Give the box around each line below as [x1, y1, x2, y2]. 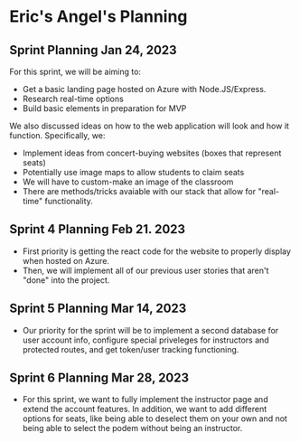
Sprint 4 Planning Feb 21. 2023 [9, 221, 186, 237]
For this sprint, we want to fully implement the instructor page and [22, 394, 268, 405]
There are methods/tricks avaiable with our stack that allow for [22, 186, 257, 196]
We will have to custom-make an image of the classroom [22, 176, 234, 187]
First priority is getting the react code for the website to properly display [22, 246, 292, 257]
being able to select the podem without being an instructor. [22, 423, 243, 434]
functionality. [44, 196, 93, 206]
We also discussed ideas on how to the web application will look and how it [9, 120, 289, 131]
